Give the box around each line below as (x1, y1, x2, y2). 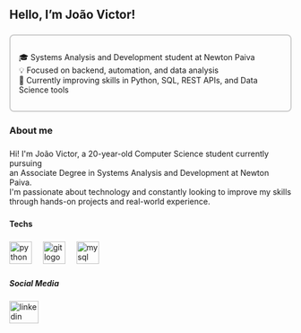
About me (9, 125, 54, 137)
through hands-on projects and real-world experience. (9, 197, 211, 207)
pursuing (9, 158, 43, 169)
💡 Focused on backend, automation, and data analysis (19, 65, 219, 75)
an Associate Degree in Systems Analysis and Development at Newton (9, 168, 270, 179)
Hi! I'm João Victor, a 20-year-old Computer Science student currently (9, 148, 270, 160)
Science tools (19, 84, 69, 95)
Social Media (9, 277, 60, 288)
